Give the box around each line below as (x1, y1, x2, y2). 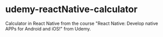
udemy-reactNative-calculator (5, 4, 138, 15)
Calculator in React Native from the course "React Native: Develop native (5, 20, 158, 26)
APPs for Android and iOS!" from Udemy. (5, 25, 91, 31)
